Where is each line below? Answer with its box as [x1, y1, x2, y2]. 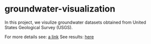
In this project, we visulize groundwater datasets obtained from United [4, 19, 146, 25]
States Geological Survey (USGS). [4, 24, 73, 30]
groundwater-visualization [4, 3, 115, 15]
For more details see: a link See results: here [4, 34, 94, 40]
